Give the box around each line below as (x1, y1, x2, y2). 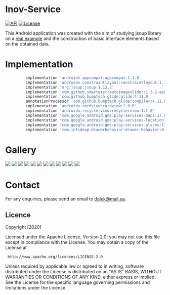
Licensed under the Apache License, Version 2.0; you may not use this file (5, 234, 160, 240)
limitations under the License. (5, 285, 67, 291)
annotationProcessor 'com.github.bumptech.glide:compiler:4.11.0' (25, 99, 168, 104)
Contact (5, 179, 40, 191)
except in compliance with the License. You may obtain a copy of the (5, 239, 149, 245)
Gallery (5, 144, 36, 155)
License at (5, 244, 27, 251)
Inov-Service (5, 4, 61, 15)
